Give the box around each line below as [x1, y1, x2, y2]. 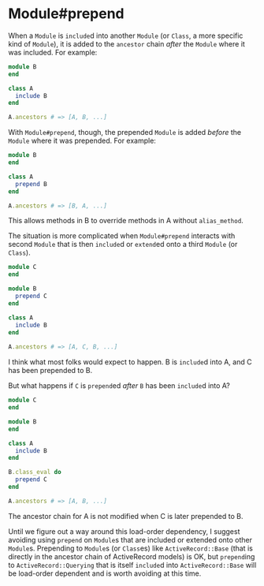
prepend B [15, 180, 47, 188]
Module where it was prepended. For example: [8, 136, 156, 146]
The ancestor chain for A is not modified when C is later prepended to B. [8, 511, 244, 521]
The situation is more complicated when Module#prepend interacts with [8, 231, 236, 241]
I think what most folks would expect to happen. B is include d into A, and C [8, 357, 252, 367]
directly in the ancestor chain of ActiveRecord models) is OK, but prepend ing [8, 551, 255, 561]
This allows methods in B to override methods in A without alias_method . [8, 216, 244, 226]
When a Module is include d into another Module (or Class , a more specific [8, 31, 244, 40]
